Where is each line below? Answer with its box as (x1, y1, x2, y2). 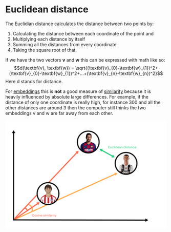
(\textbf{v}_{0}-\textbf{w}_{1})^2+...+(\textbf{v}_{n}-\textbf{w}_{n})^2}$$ (9, 70, 163, 76)
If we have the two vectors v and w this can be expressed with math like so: (5, 56, 165, 63)
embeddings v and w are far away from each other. (5, 110, 114, 116)
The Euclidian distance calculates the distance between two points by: (5, 21, 154, 27)
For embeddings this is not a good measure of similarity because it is (5, 88, 151, 94)
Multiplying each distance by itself (12, 36, 85, 42)
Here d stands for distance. (5, 78, 63, 84)
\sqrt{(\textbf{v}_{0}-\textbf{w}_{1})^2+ (75, 65, 159, 71)
